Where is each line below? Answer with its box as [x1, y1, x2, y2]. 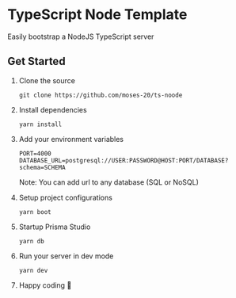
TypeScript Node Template [7, 6, 188, 24]
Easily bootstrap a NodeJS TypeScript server [7, 32, 154, 41]
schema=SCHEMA [18, 163, 66, 171]
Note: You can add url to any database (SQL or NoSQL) [18, 177, 200, 187]
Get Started [7, 55, 66, 68]
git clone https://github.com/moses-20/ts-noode [18, 91, 183, 99]
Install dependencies [18, 105, 88, 114]
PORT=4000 [18, 149, 52, 158]
